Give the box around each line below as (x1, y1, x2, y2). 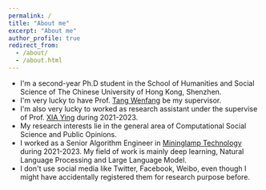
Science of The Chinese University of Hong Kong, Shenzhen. (19, 87, 222, 96)
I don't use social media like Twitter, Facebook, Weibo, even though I (19, 164, 247, 173)
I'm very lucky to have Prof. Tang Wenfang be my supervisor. (19, 95, 222, 105)
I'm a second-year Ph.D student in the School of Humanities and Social (19, 78, 255, 88)
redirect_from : (8, 42, 59, 50)
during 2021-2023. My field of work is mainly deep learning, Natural (19, 146, 244, 156)
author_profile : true (8, 34, 81, 42)
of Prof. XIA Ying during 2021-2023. (19, 112, 139, 122)
